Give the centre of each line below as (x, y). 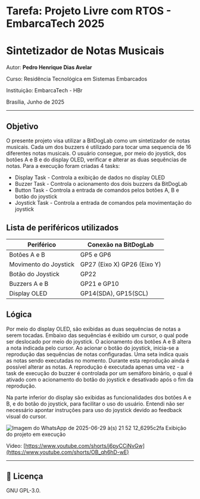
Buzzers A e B (29, 283)
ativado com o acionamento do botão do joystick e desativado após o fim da (100, 379)
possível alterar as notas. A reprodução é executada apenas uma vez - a (95, 367)
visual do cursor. (26, 416)
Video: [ (16, 445)
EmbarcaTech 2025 (55, 24)
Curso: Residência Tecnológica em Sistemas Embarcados (77, 79)
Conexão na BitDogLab (121, 244)
